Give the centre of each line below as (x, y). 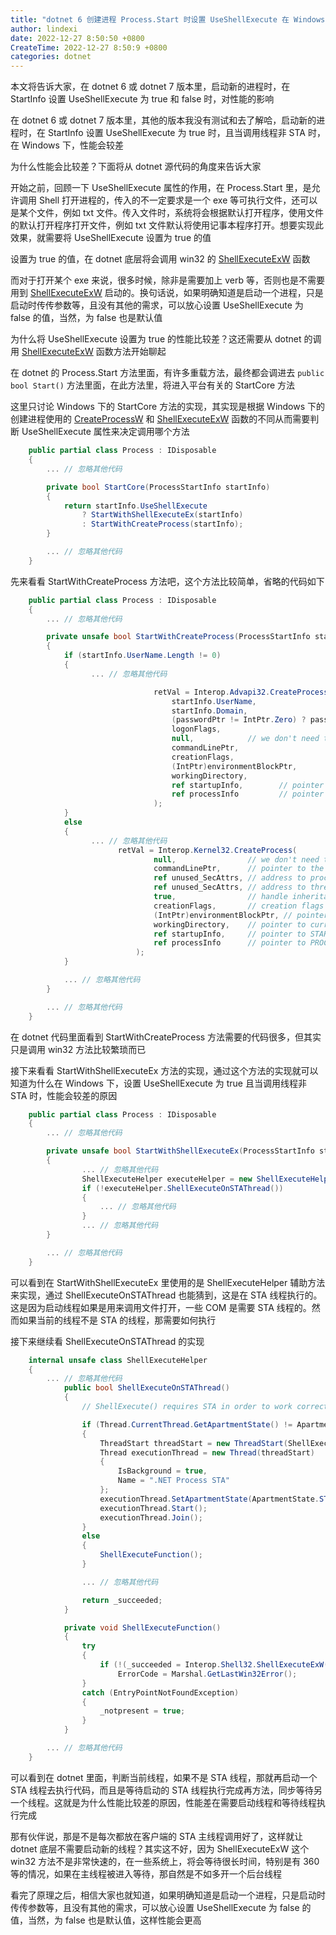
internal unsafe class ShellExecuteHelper (118, 1360)
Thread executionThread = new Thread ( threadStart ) (207, 1452)
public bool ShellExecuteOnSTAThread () (146, 1388)
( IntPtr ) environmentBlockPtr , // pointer (241, 915)
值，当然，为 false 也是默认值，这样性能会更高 (106, 1920)
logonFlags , (196, 729)
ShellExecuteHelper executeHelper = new (167, 1179)
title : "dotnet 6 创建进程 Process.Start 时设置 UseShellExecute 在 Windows (168, 19)
